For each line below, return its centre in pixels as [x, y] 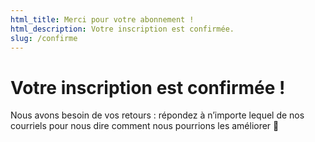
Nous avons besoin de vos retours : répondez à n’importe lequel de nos [157, 115]
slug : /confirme [44, 38]
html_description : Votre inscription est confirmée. [122, 29]
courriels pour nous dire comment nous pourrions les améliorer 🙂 [145, 126]
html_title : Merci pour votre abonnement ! [102, 19]
